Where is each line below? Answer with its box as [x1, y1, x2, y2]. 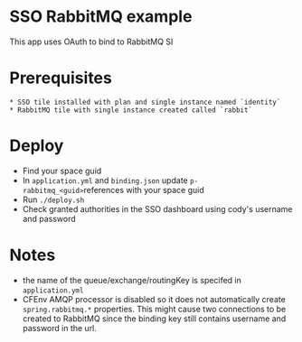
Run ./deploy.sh [22, 194, 85, 205]
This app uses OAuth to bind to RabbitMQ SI [9, 36, 174, 47]
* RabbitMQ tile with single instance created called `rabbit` [9, 106, 253, 115]
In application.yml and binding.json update [22, 174, 188, 186]
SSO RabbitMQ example [9, 6, 193, 27]
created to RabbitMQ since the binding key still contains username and [22, 313, 287, 324]
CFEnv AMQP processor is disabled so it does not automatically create [22, 293, 287, 304]
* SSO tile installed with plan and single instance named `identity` [9, 97, 281, 106]
